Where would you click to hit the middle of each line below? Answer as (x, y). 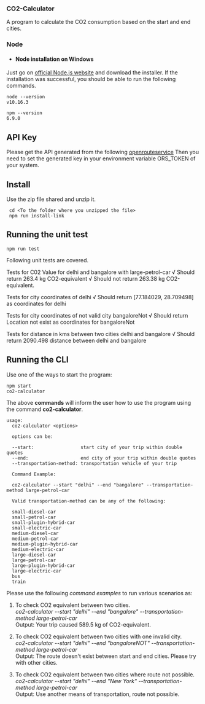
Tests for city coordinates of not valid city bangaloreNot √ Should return (97, 315)
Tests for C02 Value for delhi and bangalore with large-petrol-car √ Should (101, 272)
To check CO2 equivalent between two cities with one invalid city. (99, 636)
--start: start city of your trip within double (97, 447)
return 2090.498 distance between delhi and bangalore (76, 340)
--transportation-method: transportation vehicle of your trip (94, 463)
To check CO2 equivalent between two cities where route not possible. (105, 675)
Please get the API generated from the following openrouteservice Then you (103, 152)
